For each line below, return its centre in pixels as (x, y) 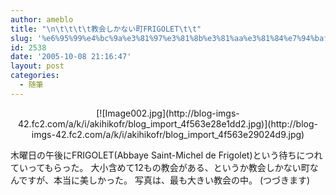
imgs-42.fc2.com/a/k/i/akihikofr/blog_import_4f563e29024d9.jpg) (168, 134)
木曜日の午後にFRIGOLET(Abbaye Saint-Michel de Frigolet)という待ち (153, 155)
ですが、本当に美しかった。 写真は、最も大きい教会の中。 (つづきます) (164, 180)
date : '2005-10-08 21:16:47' (71, 57)
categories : (35, 76)
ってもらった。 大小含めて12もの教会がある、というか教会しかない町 (168, 167)
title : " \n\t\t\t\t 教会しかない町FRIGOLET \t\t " (106, 29)
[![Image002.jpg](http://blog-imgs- (168, 113)
